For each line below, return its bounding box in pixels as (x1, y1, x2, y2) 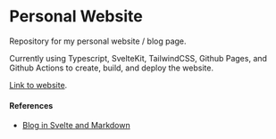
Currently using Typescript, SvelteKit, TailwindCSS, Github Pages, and (9, 53, 268, 63)
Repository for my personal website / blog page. (9, 36, 187, 46)
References (9, 100, 54, 110)
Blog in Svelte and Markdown (21, 120, 131, 131)
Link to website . (9, 79, 68, 90)
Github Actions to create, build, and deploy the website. (9, 62, 214, 73)
